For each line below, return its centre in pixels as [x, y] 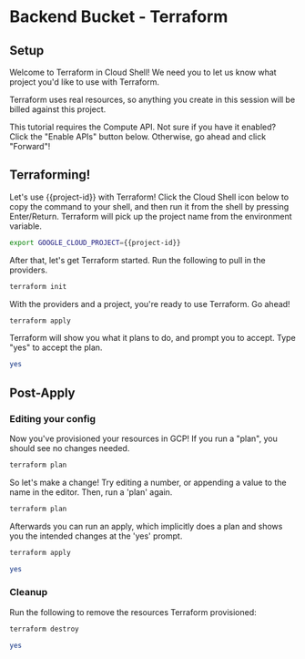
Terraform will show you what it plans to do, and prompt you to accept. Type [152, 338]
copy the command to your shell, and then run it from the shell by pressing [149, 206]
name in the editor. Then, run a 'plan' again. [91, 492]
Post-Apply [42, 392]
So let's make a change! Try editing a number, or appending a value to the [148, 482]
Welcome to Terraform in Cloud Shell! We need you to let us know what [143, 72]
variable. [26, 226]
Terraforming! [50, 175]
